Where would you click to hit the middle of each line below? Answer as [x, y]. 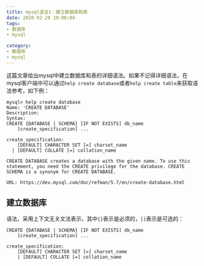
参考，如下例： [30, 91]
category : [19, 46]
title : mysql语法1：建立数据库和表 [47, 12]
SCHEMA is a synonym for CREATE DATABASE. [61, 172]
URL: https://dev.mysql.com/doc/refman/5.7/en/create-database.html [96, 182]
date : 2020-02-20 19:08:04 [41, 18]
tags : [13, 23]
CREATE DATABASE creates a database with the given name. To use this [98, 161]
